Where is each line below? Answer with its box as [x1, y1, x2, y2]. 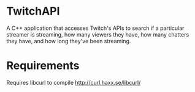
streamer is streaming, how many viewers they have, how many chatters [6, 30, 189, 38]
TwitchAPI [6, 4, 60, 18]
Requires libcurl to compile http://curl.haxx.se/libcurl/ [6, 79, 141, 86]
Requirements [6, 59, 80, 73]
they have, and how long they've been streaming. [6, 37, 131, 44]
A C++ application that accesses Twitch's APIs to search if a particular [6, 24, 185, 32]
